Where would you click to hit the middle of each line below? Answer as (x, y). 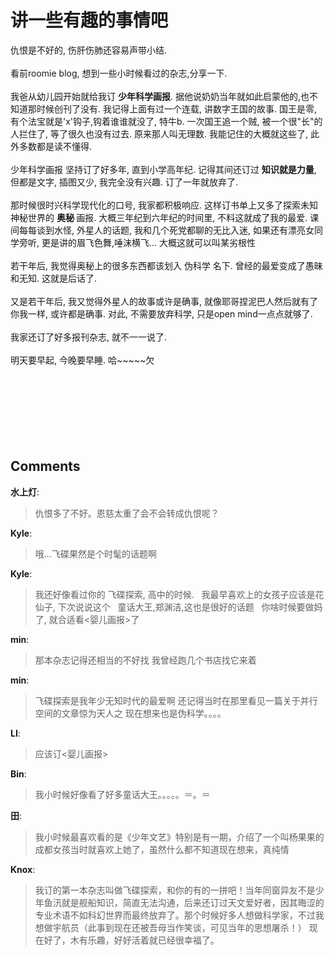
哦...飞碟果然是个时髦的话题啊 (95, 553)
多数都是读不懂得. (55, 146)
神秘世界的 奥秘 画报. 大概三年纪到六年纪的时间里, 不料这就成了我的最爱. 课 (165, 217)
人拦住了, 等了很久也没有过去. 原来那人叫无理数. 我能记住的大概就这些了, (159, 133)
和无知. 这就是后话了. (54, 278)
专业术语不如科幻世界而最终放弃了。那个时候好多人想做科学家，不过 (175, 915)
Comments (45, 466)
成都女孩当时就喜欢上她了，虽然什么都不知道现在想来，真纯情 (162, 849)
